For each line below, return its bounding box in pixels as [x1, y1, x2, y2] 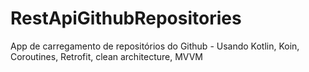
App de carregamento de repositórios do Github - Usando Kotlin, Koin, [10, 40, 300, 52]
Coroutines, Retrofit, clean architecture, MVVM [10, 50, 203, 62]
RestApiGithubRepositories [10, 7, 242, 30]
